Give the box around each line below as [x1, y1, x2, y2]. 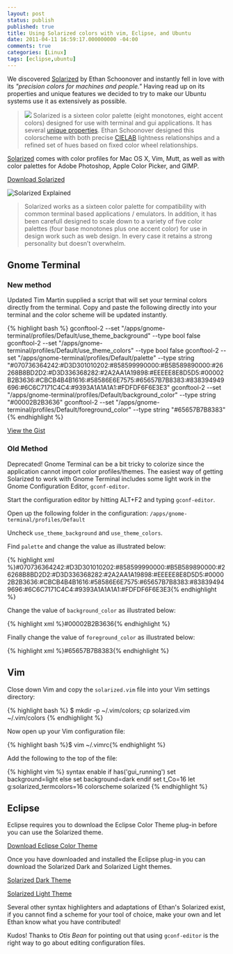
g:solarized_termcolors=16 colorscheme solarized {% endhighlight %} [7, 782, 208, 790]
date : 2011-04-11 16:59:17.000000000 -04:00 [7, 36, 138, 43]
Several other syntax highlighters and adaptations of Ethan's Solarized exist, [7, 903, 226, 912]
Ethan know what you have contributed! [7, 918, 121, 926]
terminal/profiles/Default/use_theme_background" [7, 331, 151, 340]
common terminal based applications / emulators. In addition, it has [24, 210, 217, 218]
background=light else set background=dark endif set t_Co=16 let [7, 774, 195, 783]
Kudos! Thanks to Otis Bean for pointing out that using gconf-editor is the [7, 931, 219, 940]
